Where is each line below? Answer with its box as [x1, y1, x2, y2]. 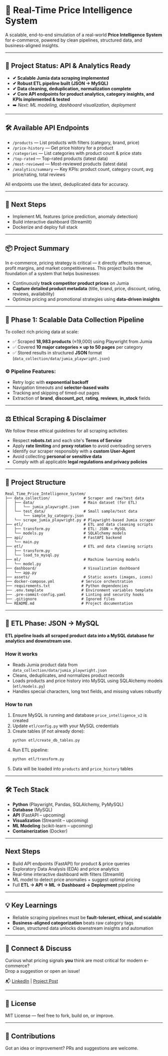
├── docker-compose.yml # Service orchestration [5, 579, 133, 584]
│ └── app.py [5, 570, 37, 575]
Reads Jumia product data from [12, 662, 78, 668]
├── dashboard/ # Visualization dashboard [5, 566, 140, 571]
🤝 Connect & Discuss [5, 944, 71, 953]
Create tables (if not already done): [12, 728, 85, 734]
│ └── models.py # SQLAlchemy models [5, 531, 126, 536]
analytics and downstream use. [5, 638, 72, 644]
